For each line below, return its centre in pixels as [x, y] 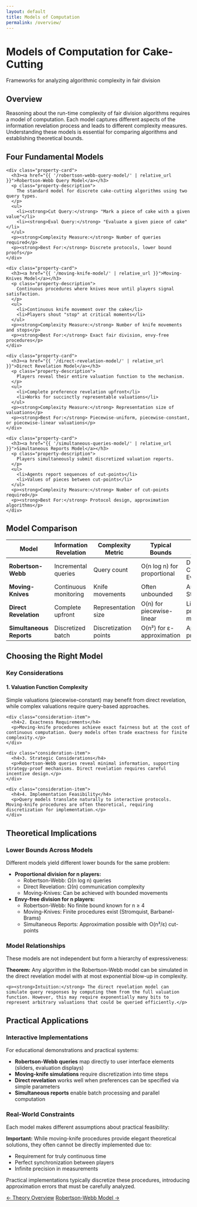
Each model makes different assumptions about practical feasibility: [88, 1127]
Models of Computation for [73, 52]
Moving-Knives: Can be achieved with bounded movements [96, 892]
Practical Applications [47, 1021]
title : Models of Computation [43, 17]
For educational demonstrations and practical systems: [72, 1050]
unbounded [157, 594]
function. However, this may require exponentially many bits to [87, 997]
